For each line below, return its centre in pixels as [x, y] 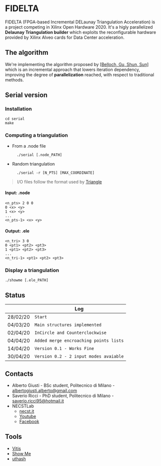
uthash [19, 459]
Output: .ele [17, 231]
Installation [19, 109]
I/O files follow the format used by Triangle [59, 182]
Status [15, 295]
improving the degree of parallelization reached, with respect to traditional [80, 75]
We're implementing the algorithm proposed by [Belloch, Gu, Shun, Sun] [77, 64]
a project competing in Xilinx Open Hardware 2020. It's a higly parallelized [79, 27]
